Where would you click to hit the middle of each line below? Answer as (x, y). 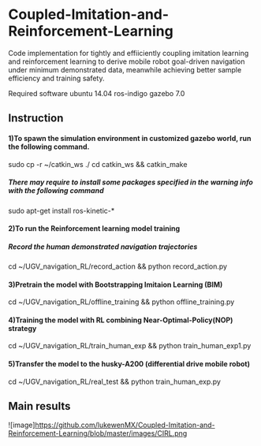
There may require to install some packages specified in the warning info (131, 182)
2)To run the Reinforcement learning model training (94, 229)
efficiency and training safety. (56, 78)
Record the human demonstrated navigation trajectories (103, 247)
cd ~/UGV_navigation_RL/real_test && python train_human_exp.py (114, 381)
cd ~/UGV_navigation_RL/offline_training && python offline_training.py (121, 302)
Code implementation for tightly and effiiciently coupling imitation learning (129, 53)
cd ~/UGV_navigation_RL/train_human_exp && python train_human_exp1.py (130, 346)
